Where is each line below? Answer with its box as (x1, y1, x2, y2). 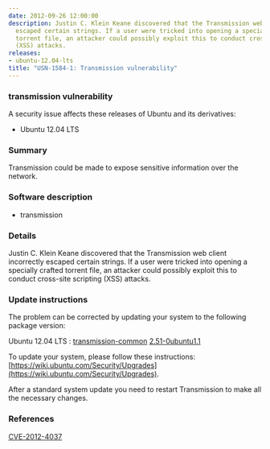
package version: (8, 321, 66, 331)
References (8, 414, 55, 425)
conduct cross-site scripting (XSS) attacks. (8, 274, 151, 283)
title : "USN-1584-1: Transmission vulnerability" (8, 64, 178, 72)
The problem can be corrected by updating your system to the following (8, 312, 247, 322)
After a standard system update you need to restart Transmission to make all (8, 385, 262, 394)
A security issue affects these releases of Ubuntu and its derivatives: (8, 109, 236, 119)
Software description (8, 192, 93, 203)
